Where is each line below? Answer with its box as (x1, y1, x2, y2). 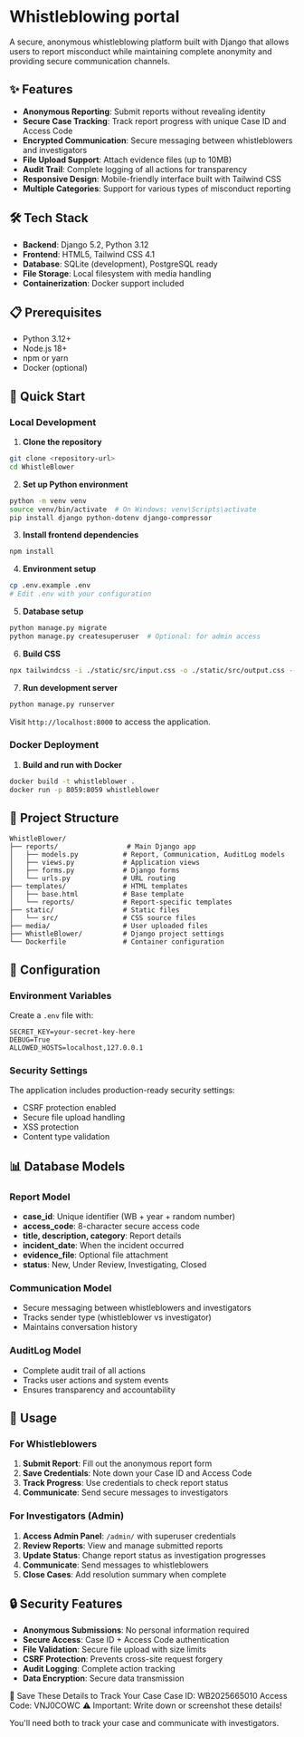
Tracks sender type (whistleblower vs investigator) (22, 1312, 213, 1323)
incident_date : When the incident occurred (22, 1240, 185, 1251)
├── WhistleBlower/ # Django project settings (9, 929, 224, 939)
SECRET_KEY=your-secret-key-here (9, 1027, 136, 1037)
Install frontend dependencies (22, 529, 139, 540)
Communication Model (9, 1282, 112, 1295)
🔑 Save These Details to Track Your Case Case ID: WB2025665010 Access (9, 1691, 288, 1702)
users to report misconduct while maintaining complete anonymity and (9, 45, 273, 56)
